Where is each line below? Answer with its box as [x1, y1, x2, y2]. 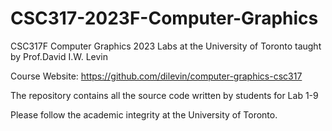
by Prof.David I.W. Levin [10, 50, 108, 62]
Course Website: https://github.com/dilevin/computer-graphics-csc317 [10, 70, 303, 82]
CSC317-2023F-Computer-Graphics [10, 7, 319, 30]
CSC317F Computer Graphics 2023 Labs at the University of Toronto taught [10, 40, 322, 52]
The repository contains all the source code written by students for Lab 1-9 [10, 89, 319, 101]
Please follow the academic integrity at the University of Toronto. [10, 108, 278, 121]
